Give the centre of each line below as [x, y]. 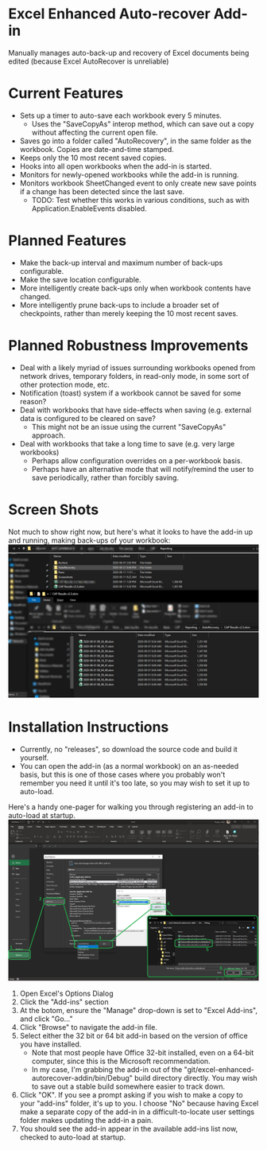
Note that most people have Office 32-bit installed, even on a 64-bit [143, 1053]
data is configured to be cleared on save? [88, 418]
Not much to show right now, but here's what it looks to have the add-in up [130, 532]
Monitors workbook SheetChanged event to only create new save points [138, 183]
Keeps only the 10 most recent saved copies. [93, 158]
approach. [48, 435]
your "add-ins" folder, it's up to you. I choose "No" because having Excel [139, 1104]
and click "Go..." [46, 1019]
